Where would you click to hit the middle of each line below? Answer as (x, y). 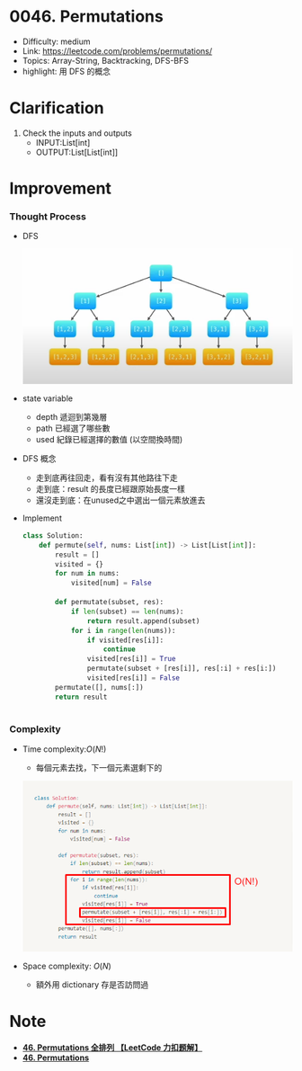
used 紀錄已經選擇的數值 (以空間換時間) (109, 439)
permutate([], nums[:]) (99, 687)
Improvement (61, 188)
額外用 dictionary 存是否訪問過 (92, 984)
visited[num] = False (111, 583)
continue (120, 649)
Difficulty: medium (56, 41)
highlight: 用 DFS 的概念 (66, 71)
